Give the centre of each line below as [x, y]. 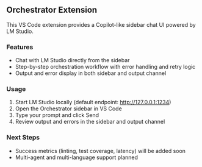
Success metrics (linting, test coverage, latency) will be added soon [100, 151]
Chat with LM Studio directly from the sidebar [72, 60]
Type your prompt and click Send [57, 115]
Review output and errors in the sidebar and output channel [90, 122]
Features [20, 47]
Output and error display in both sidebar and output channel [91, 73]
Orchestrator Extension [52, 10]
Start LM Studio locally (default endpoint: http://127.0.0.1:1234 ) [93, 102]
